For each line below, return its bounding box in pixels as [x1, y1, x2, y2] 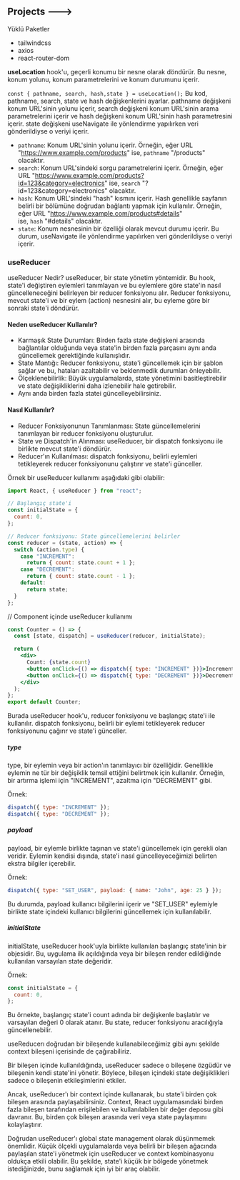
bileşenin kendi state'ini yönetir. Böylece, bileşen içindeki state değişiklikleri [7, 1069, 230, 1077]
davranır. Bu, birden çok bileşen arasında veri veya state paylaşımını [7, 1113, 207, 1121]
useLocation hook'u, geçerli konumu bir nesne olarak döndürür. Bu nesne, [7, 67, 227, 76]
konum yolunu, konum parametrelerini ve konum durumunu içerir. [7, 75, 200, 84]
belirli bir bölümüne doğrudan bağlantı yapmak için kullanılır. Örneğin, [17, 201, 222, 210]
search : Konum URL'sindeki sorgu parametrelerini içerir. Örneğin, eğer [17, 164, 224, 172]
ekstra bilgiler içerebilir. [7, 859, 76, 867]
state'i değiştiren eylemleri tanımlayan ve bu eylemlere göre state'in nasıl [7, 281, 221, 290]
